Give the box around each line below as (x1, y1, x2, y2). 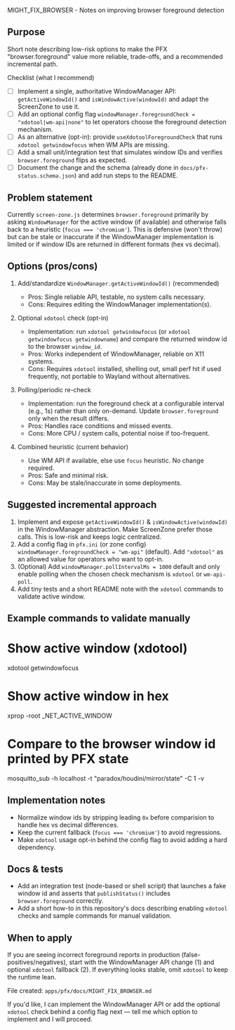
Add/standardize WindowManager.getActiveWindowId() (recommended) (17, 279, 220, 287)
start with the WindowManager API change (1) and (69, 958, 215, 967)
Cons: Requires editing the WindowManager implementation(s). (27, 300, 212, 308)
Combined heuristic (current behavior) (17, 442, 128, 451)
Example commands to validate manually (7, 612, 191, 624)
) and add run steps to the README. (74, 171, 178, 180)
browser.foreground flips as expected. (17, 156, 128, 164)
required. (27, 463, 55, 472)
